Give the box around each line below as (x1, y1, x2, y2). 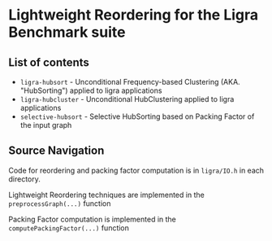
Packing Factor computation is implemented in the (8, 214, 177, 224)
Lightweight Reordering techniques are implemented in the (8, 190, 205, 199)
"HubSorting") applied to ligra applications (19, 85, 162, 95)
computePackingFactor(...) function (8, 222, 130, 233)
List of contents (8, 55, 89, 69)
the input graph (19, 120, 72, 129)
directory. (8, 173, 41, 184)
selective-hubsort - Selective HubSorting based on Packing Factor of (19, 112, 255, 121)
